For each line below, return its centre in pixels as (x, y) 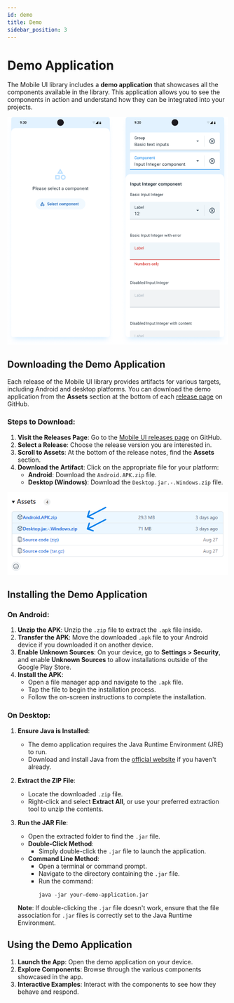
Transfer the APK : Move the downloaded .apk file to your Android (112, 638)
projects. (20, 107)
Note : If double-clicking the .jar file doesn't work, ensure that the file (118, 907)
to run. (37, 751)
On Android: (28, 615)
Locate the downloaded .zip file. (75, 794)
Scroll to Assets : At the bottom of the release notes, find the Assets (116, 452)
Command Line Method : (63, 858)
